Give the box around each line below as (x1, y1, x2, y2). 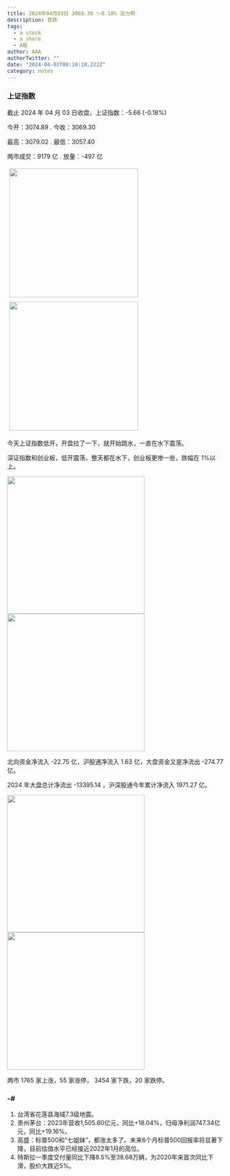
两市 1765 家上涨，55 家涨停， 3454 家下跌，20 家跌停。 (7, 1076, 169, 1084)
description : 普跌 (7, 16, 58, 23)
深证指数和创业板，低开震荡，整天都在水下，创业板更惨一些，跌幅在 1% (7, 453, 210, 462)
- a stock (13, 29, 41, 36)
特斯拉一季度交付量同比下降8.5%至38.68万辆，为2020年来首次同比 (16, 1153, 208, 1162)
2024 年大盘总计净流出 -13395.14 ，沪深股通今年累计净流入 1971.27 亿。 (7, 780, 211, 789)
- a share (13, 36, 41, 43)
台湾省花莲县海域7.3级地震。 (16, 1110, 98, 1118)
